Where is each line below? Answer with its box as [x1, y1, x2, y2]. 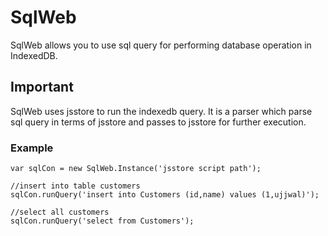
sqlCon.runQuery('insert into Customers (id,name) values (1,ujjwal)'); [10, 190, 320, 200]
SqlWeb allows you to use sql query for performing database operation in [10, 39, 312, 51]
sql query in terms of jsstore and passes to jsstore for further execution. [10, 116, 307, 128]
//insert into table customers [10, 181, 141, 191]
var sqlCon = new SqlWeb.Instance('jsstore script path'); [10, 164, 262, 174]
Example [10, 141, 54, 155]
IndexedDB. [10, 49, 58, 61]
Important [10, 79, 74, 96]
